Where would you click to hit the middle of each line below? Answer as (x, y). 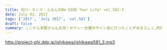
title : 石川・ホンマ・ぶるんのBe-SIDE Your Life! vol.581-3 (65, 10)
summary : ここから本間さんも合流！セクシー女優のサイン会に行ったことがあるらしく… (81, 28)
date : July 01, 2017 (27, 14)
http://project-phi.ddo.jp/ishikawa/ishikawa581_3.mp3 (60, 42)
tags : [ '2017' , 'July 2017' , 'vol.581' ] (48, 19)
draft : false (19, 24)
